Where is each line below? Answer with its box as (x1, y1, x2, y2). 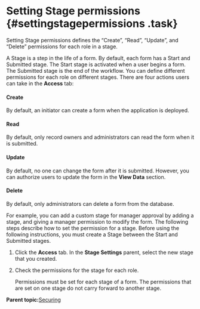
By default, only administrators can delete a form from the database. (6, 200, 174, 207)
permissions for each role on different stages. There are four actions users (6, 73, 190, 81)
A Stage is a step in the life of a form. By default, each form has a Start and (6, 54, 190, 61)
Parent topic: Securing (6, 296, 61, 303)
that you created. (14, 255, 57, 262)
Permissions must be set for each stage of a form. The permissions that (14, 278, 192, 285)
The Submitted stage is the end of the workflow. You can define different (6, 67, 185, 74)
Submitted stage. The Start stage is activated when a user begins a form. (6, 61, 186, 68)
